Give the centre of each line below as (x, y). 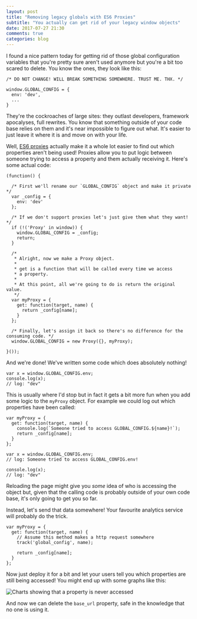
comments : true (25, 34)
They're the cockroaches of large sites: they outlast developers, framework (98, 116)
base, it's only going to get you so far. (52, 499)
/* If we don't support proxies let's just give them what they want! (100, 217)
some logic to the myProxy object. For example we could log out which (91, 401)
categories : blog (27, 39)
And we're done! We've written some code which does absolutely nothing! (96, 363)
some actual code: (29, 165)
